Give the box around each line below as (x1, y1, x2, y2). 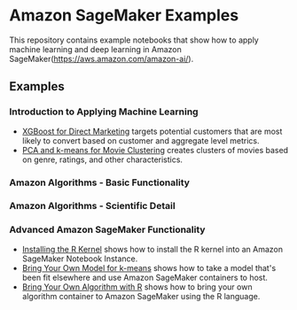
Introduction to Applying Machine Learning (9, 105, 199, 118)
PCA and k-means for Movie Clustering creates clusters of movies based (21, 144, 289, 155)
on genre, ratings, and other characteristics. (21, 154, 184, 165)
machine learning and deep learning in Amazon (9, 43, 182, 54)
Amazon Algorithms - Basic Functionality (9, 176, 191, 189)
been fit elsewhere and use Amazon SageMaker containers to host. (21, 272, 269, 283)
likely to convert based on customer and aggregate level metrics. (21, 135, 260, 146)
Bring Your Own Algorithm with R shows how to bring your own (21, 281, 253, 292)
